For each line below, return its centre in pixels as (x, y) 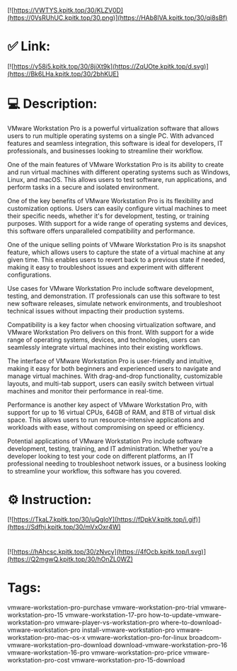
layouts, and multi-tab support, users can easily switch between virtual (111, 383)
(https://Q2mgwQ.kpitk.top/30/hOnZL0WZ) (70, 559)
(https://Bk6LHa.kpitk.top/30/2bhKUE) (63, 74)
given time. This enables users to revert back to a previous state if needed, (116, 259)
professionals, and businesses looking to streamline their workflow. (105, 151)
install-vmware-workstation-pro (128, 630)
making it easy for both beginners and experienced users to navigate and (114, 368)
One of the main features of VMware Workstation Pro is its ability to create (116, 164)
